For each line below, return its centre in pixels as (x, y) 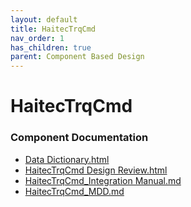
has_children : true (51, 47)
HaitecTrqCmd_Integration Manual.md (103, 180)
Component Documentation (79, 138)
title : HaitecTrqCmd (53, 29)
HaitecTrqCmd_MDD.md (74, 191)
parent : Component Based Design (77, 57)
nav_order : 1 (37, 38)
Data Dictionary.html (67, 159)
